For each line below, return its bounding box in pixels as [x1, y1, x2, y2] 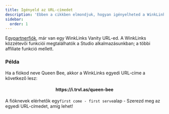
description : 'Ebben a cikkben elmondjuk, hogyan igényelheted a [5, 12, 145, 17]
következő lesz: [5, 75, 38, 81]
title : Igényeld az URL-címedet [5, 7, 73, 13]
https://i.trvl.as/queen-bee [55, 86, 114, 93]
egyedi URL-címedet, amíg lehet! [5, 103, 73, 109]
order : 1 [10, 21, 28, 27]
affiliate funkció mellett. [5, 46, 54, 52]
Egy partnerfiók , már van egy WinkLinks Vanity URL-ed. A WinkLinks [5, 35, 146, 41]
